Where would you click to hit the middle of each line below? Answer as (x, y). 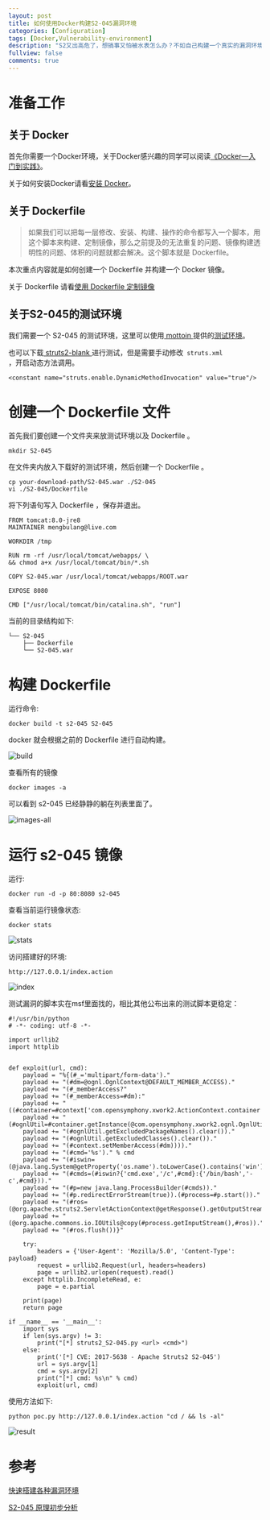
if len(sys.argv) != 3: (63, 1336)
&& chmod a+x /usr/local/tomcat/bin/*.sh (79, 563)
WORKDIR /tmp (30, 542)
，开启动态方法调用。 (43, 362)
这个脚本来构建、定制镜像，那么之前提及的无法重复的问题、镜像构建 (141, 242)
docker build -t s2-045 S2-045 (61, 724)
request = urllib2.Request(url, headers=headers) (122, 1265)
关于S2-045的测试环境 (65, 315)
